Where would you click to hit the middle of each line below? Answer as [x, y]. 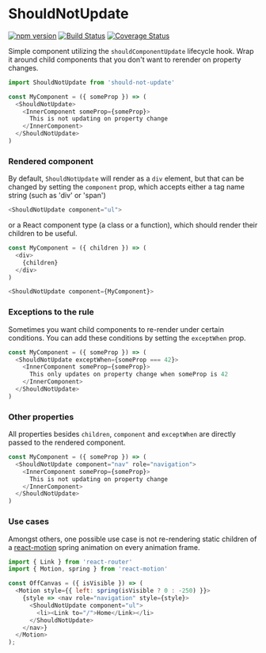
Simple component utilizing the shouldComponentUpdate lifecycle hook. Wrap [131, 51]
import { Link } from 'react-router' [70, 562]
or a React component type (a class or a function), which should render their [133, 225]
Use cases [29, 521]
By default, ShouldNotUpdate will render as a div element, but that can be [126, 178]
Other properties [41, 417]
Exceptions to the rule [51, 312]
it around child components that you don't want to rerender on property [125, 59]
